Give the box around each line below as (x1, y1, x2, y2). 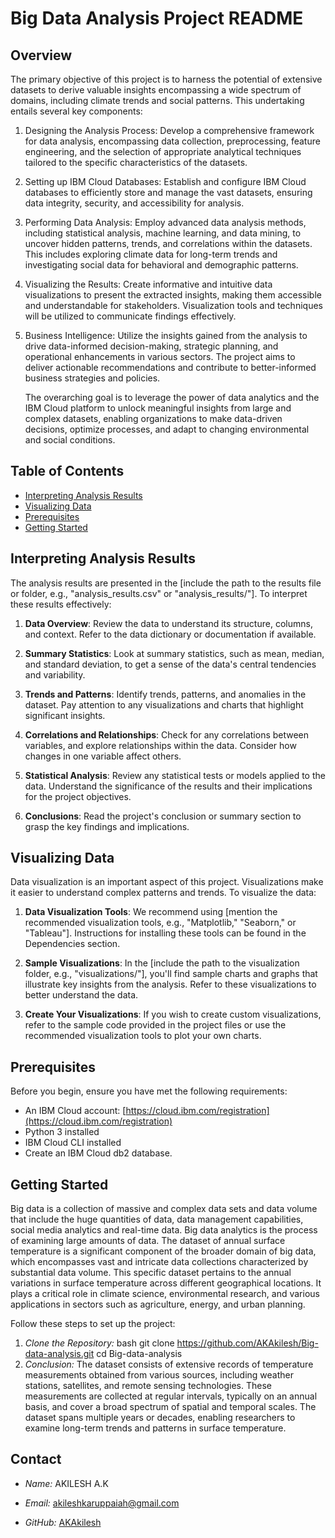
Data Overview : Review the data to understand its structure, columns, (24, 617, 313, 629)
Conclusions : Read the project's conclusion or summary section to (24, 810, 302, 822)
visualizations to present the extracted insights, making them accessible (24, 289, 322, 301)
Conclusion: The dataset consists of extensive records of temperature (24, 1358, 314, 1371)
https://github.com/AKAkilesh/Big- (176, 1337, 319, 1349)
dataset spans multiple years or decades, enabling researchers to (24, 1412, 296, 1424)
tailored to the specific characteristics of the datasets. (24, 157, 248, 168)
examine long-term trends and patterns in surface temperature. (24, 1422, 287, 1434)
